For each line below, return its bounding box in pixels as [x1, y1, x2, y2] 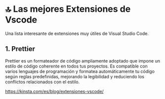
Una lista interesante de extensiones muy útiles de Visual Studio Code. [5, 31, 149, 36]
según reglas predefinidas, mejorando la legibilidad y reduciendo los [5, 73, 145, 79]
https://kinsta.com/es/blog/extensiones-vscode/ [5, 88, 104, 94]
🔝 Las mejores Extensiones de [5, 3, 131, 15]
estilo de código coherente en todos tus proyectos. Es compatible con [5, 63, 148, 69]
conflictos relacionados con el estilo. [5, 79, 80, 85]
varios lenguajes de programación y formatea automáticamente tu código [5, 68, 155, 74]
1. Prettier [5, 45, 36, 53]
